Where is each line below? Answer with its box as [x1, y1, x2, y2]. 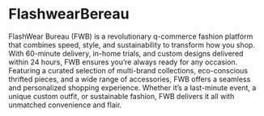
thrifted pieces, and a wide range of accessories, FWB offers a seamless [8, 74, 251, 84]
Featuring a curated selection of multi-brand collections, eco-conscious [8, 65, 249, 75]
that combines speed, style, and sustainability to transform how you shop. [8, 39, 255, 49]
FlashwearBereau [8, 5, 130, 23]
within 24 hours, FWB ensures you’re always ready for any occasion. [8, 57, 238, 67]
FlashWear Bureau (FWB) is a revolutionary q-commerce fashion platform [8, 31, 253, 41]
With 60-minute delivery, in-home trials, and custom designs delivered [8, 48, 244, 58]
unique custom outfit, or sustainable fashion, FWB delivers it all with [8, 91, 235, 101]
